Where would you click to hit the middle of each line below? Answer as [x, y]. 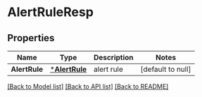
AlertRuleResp [50, 12]
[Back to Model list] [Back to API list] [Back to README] [88, 87]
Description [114, 58]
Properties [31, 38]
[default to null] [166, 69]
